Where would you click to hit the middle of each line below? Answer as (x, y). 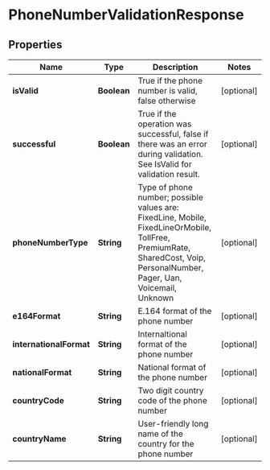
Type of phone (165, 187)
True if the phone (170, 80)
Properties (35, 45)
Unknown (156, 298)
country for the (166, 444)
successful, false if (173, 134)
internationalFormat (51, 344)
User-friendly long (173, 424)
